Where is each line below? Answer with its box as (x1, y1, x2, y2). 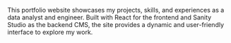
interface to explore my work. (7, 28, 93, 36)
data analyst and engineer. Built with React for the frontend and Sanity (7, 13, 212, 21)
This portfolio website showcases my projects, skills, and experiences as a (7, 6, 225, 14)
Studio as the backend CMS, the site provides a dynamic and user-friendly (7, 21, 225, 28)
